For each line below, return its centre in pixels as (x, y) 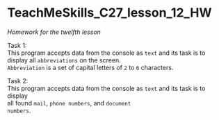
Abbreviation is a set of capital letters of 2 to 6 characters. (90, 67)
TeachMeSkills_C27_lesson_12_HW (109, 13)
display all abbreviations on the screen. (64, 60)
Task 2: (18, 80)
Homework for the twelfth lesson (54, 32)
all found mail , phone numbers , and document (69, 103)
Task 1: (17, 45)
